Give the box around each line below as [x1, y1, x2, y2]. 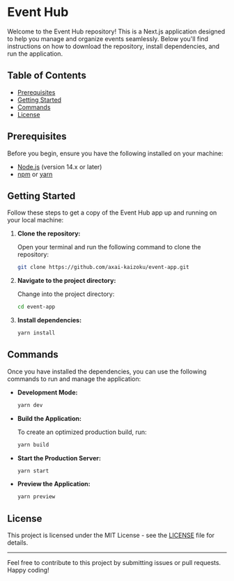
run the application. [7, 49, 63, 58]
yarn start [17, 467, 49, 474]
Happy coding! [7, 566, 50, 575]
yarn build [17, 441, 49, 448]
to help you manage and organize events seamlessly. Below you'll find [7, 34, 209, 42]
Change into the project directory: [17, 290, 115, 298]
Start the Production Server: [17, 454, 101, 462]
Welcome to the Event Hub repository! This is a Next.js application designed [7, 27, 226, 36]
